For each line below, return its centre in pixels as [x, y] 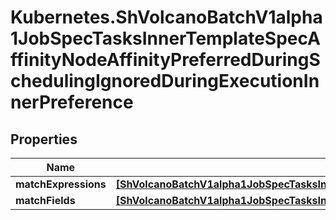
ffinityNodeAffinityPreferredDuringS [165, 60]
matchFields [45, 200]
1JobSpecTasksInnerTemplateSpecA [165, 38]
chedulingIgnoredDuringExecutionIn [165, 81]
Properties [44, 139]
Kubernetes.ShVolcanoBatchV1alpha [166, 17]
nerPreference [72, 102]
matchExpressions [61, 184]
